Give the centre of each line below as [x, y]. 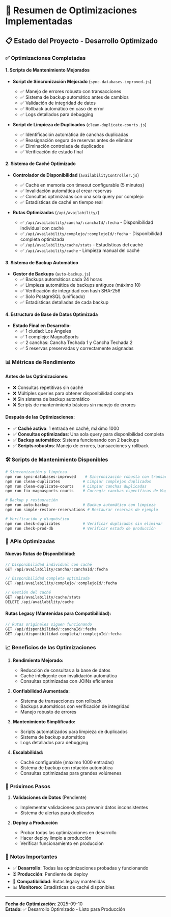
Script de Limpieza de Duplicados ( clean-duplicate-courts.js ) [79, 124]
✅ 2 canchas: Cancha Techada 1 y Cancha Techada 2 [76, 342]
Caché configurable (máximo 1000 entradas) [67, 762]
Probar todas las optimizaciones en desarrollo [68, 833]
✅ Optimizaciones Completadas [46, 58]
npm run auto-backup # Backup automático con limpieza [81, 505]
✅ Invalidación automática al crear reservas [66, 191]
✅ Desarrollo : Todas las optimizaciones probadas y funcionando [80, 868]
